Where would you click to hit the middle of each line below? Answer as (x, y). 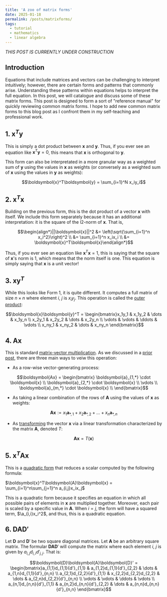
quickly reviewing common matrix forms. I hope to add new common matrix (83, 106)
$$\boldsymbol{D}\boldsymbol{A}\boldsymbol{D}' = (84, 563)
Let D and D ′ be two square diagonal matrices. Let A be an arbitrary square (82, 541)
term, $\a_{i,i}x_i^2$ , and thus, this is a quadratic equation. (66, 514)
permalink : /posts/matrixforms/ (39, 19)
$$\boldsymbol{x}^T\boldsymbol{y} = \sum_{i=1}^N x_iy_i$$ (84, 182)
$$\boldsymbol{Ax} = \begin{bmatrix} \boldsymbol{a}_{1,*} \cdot (84, 377)
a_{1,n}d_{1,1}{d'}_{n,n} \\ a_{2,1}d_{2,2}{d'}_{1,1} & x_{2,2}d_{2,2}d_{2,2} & (84, 574)
